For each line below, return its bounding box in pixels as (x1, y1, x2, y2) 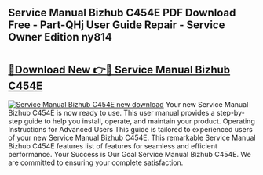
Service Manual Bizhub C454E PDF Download (8, 6, 236, 20)
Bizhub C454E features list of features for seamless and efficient (8, 141, 218, 151)
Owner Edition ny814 (8, 30, 112, 44)
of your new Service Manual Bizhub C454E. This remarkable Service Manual (8, 133, 256, 142)
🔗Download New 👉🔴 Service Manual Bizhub (8, 62, 231, 77)
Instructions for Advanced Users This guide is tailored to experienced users (8, 125, 253, 134)
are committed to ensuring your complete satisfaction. (8, 158, 184, 167)
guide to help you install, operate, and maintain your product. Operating (24, 116, 255, 126)
